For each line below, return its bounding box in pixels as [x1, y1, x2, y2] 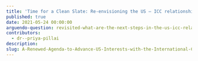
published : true [6, 14, 46, 20]
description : [6, 41, 38, 47]
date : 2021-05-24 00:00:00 [6, 19, 72, 25]
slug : [6, 46, 19, 52]
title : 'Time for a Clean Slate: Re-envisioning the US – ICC [6, 8, 162, 15]
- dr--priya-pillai [11, 35, 60, 41]
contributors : [6, 30, 41, 36]
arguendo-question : [6, 24, 54, 31]
